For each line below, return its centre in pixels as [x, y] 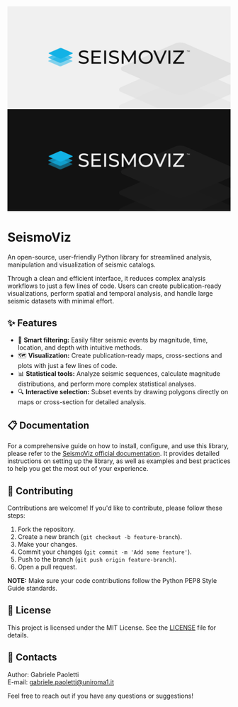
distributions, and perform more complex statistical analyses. [107, 384]
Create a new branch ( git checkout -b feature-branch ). [100, 537]
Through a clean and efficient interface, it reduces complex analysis [107, 278]
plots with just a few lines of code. [68, 366]
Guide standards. [33, 589]
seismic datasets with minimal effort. [61, 301]
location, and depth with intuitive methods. [80, 347]
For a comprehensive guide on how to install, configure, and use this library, [118, 446]
